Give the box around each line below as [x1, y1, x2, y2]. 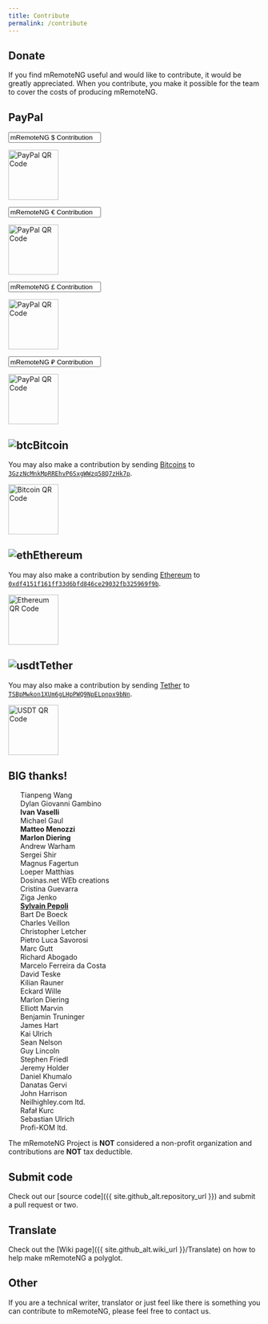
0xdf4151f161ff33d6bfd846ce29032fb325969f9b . [8, 579, 162, 588]
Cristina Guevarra [19, 884, 78, 894]
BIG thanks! [8, 769, 68, 782]
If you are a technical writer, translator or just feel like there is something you [8, 1298, 261, 1307]
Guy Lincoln [19, 1046, 60, 1056]
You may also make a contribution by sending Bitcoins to [8, 459, 195, 469]
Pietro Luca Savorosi [19, 936, 89, 945]
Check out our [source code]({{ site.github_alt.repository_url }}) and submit [8, 1192, 256, 1201]
